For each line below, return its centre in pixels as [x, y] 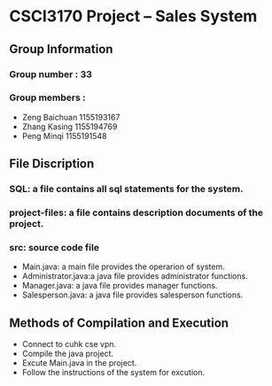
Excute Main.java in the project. [79, 363]
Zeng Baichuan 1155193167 [71, 117]
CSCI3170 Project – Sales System [133, 16]
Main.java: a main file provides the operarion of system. [123, 266]
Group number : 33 [51, 74]
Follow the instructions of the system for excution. [113, 373]
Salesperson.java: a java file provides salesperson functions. [132, 295]
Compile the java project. [67, 354]
